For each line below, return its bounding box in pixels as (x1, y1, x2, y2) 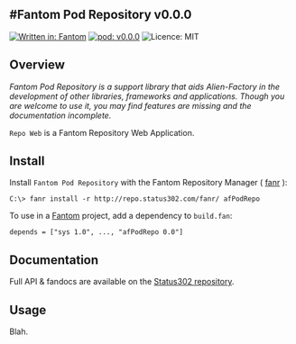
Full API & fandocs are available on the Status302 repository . (9, 276, 235, 287)
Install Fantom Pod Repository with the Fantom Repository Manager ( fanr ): (9, 177, 288, 188)
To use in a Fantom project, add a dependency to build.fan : (9, 211, 233, 222)
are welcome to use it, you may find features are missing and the (9, 100, 252, 111)
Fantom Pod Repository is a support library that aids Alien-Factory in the (9, 81, 281, 92)
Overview (9, 58, 66, 73)
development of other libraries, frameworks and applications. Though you (9, 90, 285, 102)
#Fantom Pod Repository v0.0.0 (9, 7, 192, 23)
